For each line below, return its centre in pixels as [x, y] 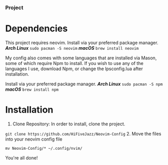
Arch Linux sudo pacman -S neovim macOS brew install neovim [72, 48]
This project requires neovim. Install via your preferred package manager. [82, 43]
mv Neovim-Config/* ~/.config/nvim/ [44, 148]
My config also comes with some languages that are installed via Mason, [81, 58]
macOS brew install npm [32, 89]
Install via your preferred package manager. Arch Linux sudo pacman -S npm [84, 84]
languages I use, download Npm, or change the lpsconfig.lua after [74, 69]
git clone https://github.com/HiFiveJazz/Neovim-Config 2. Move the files [83, 134]
